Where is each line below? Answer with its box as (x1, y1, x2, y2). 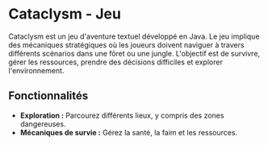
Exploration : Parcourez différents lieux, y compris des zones (19, 110, 224, 120)
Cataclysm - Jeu (8, 5, 121, 23)
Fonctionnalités (8, 89, 89, 103)
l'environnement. (8, 65, 65, 75)
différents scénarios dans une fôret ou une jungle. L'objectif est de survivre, (8, 48, 261, 58)
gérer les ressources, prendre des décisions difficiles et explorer (8, 57, 224, 67)
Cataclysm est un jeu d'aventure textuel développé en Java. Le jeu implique (8, 31, 260, 41)
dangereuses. (19, 118, 66, 129)
